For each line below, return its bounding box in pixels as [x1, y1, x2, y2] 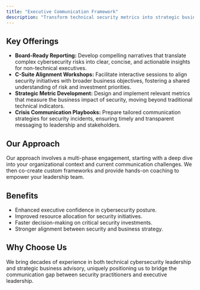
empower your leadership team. [6, 174, 85, 181]
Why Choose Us [6, 242, 67, 253]
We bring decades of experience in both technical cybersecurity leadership [6, 258, 192, 265]
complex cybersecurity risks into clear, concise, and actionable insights [14, 58, 190, 65]
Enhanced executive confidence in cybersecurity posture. [14, 206, 157, 213]
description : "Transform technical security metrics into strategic [6, 14, 180, 20]
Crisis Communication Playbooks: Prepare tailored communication [14, 109, 181, 116]
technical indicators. [14, 102, 65, 110]
